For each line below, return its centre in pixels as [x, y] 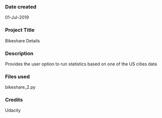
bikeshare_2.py [20, 87]
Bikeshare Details [22, 40]
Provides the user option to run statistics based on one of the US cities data [81, 64]
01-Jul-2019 [17, 18]
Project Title [20, 30]
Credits [14, 100]
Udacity [13, 110]
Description [19, 53]
